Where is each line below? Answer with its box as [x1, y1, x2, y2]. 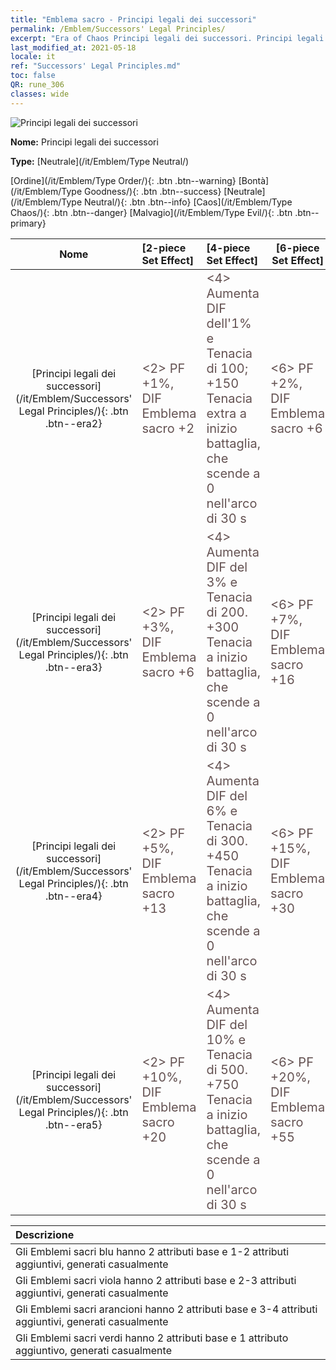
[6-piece [275, 241, 320, 255]
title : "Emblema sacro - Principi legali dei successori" [10, 14, 257, 25]
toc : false [10, 71, 56, 81]
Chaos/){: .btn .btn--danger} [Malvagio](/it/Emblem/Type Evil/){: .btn [10, 206, 293, 218]
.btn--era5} [44, 1117, 103, 1131]
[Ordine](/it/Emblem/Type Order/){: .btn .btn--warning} [10, 174, 237, 186]
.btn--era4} [44, 889, 103, 903]
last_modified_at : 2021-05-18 [10, 42, 137, 53]
